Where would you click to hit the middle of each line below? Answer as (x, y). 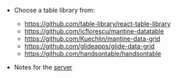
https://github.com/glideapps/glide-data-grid (90, 46)
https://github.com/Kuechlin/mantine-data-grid (92, 39)
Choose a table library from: (54, 10)
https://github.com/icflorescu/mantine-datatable (94, 31)
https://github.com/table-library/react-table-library (97, 24)
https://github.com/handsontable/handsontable (93, 53)
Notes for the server (43, 67)
